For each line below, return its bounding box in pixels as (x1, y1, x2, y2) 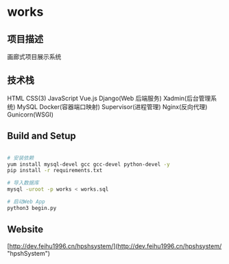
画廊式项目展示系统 (7, 53, 62, 60)
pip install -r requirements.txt (7, 167, 103, 174)
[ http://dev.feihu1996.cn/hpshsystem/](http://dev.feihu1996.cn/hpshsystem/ (7, 241, 222, 250)
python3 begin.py (7, 204, 57, 211)
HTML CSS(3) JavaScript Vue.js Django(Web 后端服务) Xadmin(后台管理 (7, 94, 211, 102)
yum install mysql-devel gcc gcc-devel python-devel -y (7, 160, 170, 168)
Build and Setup (7, 130, 77, 142)
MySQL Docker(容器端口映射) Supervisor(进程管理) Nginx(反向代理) (16, 102, 208, 110)
